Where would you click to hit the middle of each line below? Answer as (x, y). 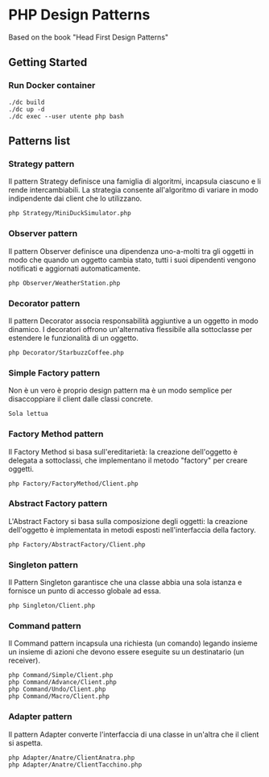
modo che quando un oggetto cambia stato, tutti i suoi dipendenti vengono (132, 260)
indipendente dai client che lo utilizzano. (75, 198)
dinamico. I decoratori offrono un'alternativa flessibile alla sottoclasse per (130, 329)
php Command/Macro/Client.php (59, 696)
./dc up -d (27, 109)
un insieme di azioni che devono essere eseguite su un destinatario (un (126, 652)
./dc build (27, 102)
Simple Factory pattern (54, 372)
